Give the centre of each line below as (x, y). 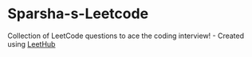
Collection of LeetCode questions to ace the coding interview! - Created (126, 36)
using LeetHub (31, 44)
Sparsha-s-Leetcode (78, 14)
